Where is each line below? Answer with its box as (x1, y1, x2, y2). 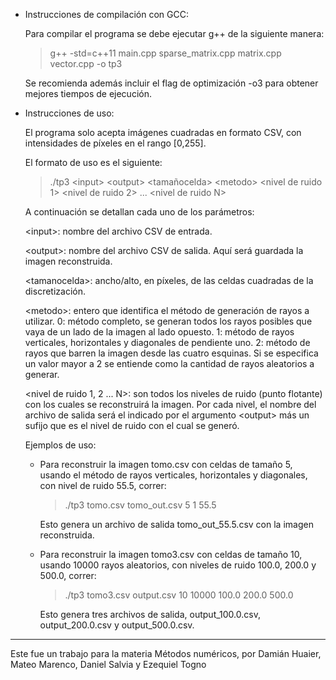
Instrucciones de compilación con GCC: (24, 9, 189, 20)
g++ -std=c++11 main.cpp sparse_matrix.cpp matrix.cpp (49, 47, 282, 59)
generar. (24, 369, 60, 380)
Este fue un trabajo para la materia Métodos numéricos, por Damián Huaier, (10, 648, 322, 659)
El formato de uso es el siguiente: (24, 157, 163, 168)
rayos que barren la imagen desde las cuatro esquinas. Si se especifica (24, 347, 319, 359)
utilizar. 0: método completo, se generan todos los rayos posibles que (24, 315, 313, 327)
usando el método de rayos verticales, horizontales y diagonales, (39, 469, 308, 481)
